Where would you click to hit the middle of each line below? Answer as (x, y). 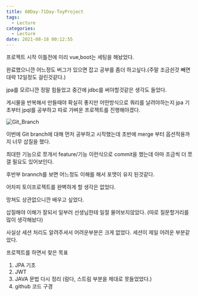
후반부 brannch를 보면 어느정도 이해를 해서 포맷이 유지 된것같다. (81, 174)
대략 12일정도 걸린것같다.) (36, 77)
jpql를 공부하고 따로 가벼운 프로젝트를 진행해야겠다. (81, 110)
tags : (13, 17)
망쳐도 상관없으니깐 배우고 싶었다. (45, 200)
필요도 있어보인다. (33, 162)
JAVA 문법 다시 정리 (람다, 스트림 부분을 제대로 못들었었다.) (83, 279)
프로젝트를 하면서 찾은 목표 (37, 253)
